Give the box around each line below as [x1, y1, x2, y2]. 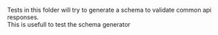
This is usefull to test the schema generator [7, 21, 131, 28]
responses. [7, 13, 39, 21]
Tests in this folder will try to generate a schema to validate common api [7, 6, 212, 14]
